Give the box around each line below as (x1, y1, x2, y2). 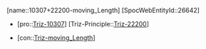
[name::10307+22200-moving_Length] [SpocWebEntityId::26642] (6, 6, 200, 14)
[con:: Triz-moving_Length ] (16, 33, 96, 42)
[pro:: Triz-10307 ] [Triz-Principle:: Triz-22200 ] (16, 20, 150, 28)
